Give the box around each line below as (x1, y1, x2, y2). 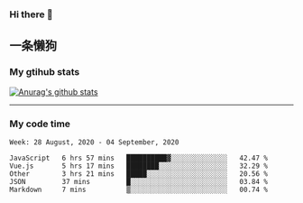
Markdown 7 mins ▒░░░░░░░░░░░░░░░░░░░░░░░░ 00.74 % (9, 185, 269, 194)
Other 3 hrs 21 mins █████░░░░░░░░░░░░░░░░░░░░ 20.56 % (9, 169, 269, 179)
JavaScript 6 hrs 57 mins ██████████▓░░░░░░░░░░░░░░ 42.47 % (9, 153, 269, 162)
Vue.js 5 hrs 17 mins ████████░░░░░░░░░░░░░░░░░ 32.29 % (9, 161, 269, 171)
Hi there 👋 (9, 8, 54, 21)
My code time (9, 117, 70, 130)
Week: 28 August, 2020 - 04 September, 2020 (9, 137, 179, 147)
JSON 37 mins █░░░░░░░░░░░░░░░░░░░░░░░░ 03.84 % (9, 177, 269, 186)
